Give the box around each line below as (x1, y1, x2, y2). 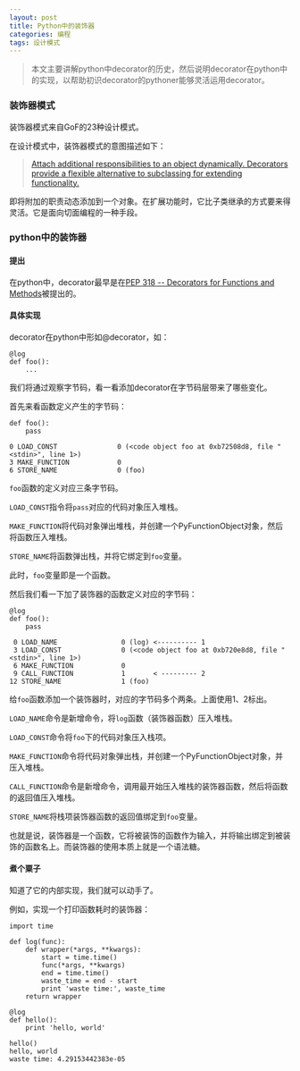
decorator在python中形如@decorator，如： (9, 332, 170, 342)
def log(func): (9, 938, 66, 947)
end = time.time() (41, 969, 110, 978)
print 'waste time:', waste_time (41, 984, 166, 993)
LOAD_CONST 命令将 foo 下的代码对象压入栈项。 (9, 731, 171, 742)
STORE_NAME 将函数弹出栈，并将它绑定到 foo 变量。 (9, 551, 187, 561)
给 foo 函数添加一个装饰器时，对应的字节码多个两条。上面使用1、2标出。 (9, 694, 272, 704)
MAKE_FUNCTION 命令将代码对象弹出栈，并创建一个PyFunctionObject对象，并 (9, 750, 284, 761)
